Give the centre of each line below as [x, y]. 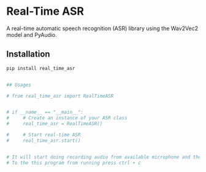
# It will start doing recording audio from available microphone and [98, 157]
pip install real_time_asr [41, 68]
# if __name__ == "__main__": [45, 112]
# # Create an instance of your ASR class [67, 118]
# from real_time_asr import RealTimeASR [60, 96]
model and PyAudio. [32, 34]
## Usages [19, 85]
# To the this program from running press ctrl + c [74, 163]
